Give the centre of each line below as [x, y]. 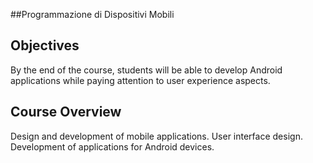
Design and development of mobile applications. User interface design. [156, 136]
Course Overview [66, 112]
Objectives [45, 45]
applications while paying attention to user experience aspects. [140, 80]
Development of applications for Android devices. [112, 146]
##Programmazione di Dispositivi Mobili [92, 14]
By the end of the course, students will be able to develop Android [146, 70]
